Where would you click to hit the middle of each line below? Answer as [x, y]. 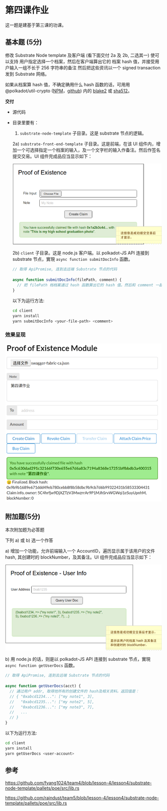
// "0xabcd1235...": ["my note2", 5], [52, 702]
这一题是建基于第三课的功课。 [36, 25]
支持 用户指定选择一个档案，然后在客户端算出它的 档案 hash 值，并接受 [82, 61]
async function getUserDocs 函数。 [42, 665]
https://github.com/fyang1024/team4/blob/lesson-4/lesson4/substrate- [79, 783]
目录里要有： [25, 122]
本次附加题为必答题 [25, 530]
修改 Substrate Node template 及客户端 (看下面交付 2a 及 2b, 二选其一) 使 [80, 55]
